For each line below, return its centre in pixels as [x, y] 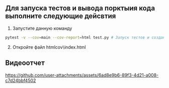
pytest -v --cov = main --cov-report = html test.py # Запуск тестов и [77, 37]
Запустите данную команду [42, 28]
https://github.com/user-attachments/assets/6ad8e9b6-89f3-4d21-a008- [82, 75]
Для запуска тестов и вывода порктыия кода [80, 8]
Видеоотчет [25, 63]
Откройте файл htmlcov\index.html [49, 47]
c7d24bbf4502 [21, 80]
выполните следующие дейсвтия [61, 16]
